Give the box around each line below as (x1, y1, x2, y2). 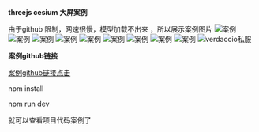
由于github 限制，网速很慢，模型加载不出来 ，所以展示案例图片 (8, 25, 213, 34)
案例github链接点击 (8, 68, 71, 77)
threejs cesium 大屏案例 (8, 8, 88, 17)
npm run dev (8, 99, 50, 108)
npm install (8, 84, 44, 93)
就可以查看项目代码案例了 (8, 115, 92, 125)
